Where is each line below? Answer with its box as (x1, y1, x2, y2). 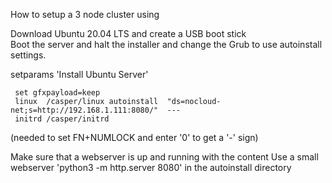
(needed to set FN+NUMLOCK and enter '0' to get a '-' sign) (10, 132, 259, 143)
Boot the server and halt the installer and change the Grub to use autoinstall (10, 39, 323, 50)
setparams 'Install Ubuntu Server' (10, 69, 149, 80)
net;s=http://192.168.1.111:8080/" (10, 105, 159, 115)
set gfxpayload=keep (14, 88, 101, 98)
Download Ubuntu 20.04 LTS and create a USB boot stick (10, 28, 247, 39)
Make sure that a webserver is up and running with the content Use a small (10, 151, 319, 163)
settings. (10, 49, 47, 61)
